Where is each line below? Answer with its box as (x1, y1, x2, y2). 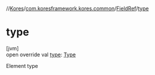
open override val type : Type (6, 51, 76, 58)
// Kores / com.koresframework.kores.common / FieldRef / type (6, 5, 149, 12)
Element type (6, 62, 38, 69)
